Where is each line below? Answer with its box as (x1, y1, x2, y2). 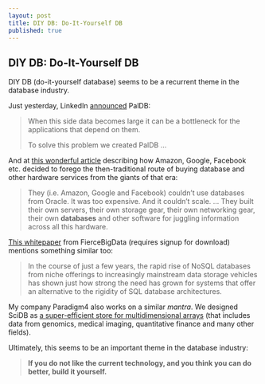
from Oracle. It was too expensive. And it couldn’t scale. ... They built (27, 197, 254, 206)
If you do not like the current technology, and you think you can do (27, 359, 252, 368)
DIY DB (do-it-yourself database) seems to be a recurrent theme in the (8, 77, 240, 87)
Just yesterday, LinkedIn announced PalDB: (8, 101, 151, 111)
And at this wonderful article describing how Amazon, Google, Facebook (8, 156, 247, 166)
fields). (8, 327, 32, 337)
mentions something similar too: (8, 246, 114, 256)
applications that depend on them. (27, 125, 141, 135)
